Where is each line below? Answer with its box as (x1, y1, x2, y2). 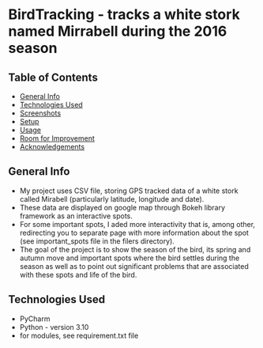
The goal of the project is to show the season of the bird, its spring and (19, 244, 251, 254)
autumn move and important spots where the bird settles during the (19, 253, 240, 263)
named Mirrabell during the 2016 (8, 22, 227, 40)
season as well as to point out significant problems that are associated (19, 261, 249, 270)
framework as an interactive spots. (19, 211, 133, 221)
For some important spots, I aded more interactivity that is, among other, (19, 219, 255, 229)
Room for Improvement (19, 134, 95, 143)
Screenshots (19, 108, 62, 118)
